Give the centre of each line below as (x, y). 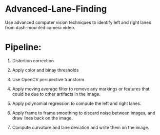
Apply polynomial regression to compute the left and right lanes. (77, 103)
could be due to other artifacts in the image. (56, 94)
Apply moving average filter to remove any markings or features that (81, 89)
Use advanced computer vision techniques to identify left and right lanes (78, 22)
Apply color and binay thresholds (45, 70)
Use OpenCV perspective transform (48, 79)
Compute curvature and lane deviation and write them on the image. (81, 127)
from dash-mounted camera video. (40, 27)
